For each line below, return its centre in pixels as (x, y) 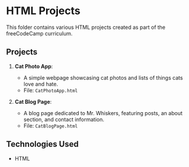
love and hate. (41, 84)
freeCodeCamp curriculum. (39, 33)
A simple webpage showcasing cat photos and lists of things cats (103, 77)
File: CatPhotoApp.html (50, 90)
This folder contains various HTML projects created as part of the (86, 27)
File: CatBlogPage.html (50, 126)
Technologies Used (42, 144)
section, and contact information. (64, 119)
